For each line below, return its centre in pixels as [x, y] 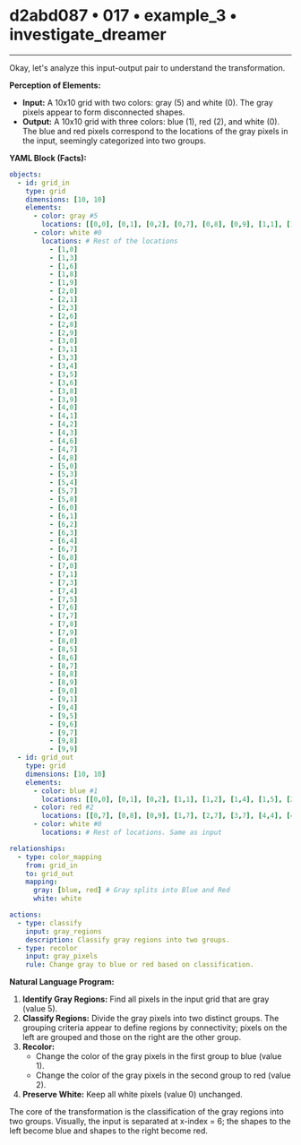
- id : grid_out [46, 758]
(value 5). [40, 1009]
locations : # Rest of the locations [110, 241]
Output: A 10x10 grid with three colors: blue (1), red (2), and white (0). [151, 121]
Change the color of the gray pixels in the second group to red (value [163, 1075]
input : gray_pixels [62, 956]
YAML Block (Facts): [48, 158]
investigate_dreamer [88, 34]
